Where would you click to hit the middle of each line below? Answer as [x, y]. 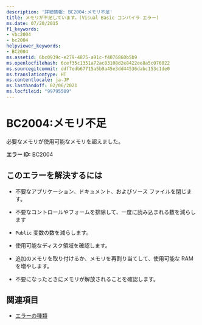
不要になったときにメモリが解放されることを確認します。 [87, 279]
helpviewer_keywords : [34, 46]
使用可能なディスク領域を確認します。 [63, 245]
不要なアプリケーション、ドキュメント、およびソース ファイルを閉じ [101, 191]
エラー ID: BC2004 [30, 154]
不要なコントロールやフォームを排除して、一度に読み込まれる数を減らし [106, 212]
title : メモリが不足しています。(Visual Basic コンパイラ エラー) [83, 18]
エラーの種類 [31, 316]
